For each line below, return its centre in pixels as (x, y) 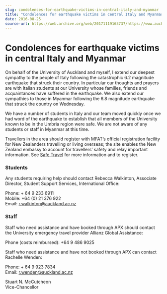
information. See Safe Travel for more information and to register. (72, 155)
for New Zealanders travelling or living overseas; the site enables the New (81, 144)
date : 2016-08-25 (23, 19)
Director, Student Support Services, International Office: (62, 183)
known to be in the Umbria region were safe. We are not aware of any (76, 124)
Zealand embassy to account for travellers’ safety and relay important (77, 150)
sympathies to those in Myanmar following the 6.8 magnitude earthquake (80, 99)
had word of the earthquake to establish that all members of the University (81, 119)
